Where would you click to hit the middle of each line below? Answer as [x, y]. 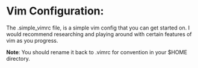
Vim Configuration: [55, 11]
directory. [18, 58]
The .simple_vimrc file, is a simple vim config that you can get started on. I [98, 28]
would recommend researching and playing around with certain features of [99, 34]
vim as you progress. [32, 40]
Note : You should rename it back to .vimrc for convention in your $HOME [97, 52]
